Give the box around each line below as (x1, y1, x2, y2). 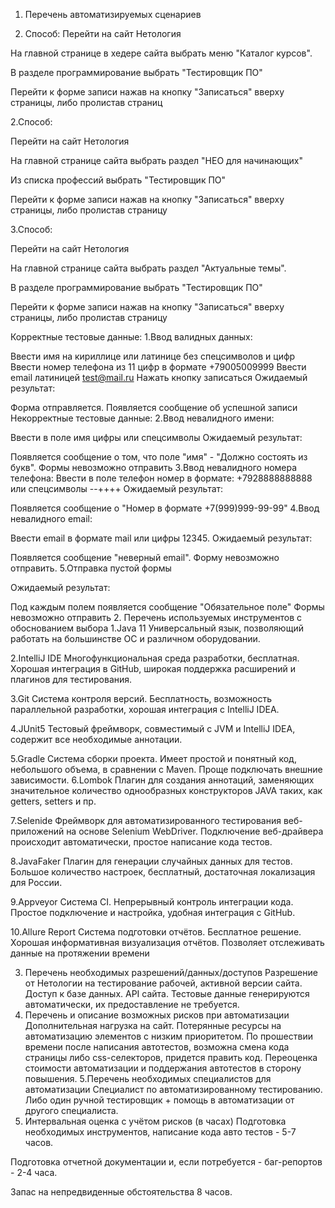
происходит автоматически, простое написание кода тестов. (10, 836, 273, 848)
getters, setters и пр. (10, 795, 97, 807)
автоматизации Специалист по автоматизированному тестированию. (24, 1084, 323, 1095)
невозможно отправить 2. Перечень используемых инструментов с (10, 612, 302, 623)
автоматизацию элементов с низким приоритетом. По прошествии (24, 1030, 313, 1042)
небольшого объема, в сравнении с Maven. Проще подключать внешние (10, 764, 323, 775)
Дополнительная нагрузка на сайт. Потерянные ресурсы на (24, 1020, 282, 1031)
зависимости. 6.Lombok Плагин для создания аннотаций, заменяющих (10, 774, 315, 786)
